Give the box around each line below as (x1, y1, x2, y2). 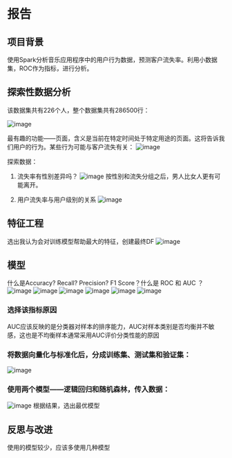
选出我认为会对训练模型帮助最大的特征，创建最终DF (7, 237, 155, 245)
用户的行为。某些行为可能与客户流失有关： (12, 142, 135, 151)
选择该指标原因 (7, 305, 57, 315)
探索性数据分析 (7, 86, 71, 98)
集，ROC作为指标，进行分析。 (7, 64, 93, 73)
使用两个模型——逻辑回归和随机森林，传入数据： (7, 384, 171, 394)
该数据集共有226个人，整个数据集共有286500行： (7, 106, 150, 114)
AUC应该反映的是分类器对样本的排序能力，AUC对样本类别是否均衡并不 (7, 322, 209, 330)
